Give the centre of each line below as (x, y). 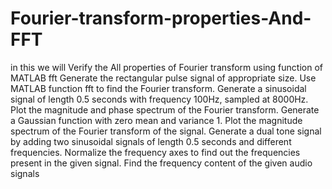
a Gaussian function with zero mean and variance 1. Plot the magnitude (156, 120)
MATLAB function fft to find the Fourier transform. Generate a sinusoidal (158, 88)
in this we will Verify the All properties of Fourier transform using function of (166, 67)
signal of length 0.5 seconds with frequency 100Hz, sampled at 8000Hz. (159, 99)
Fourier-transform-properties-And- (161, 18)
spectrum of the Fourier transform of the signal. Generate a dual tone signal (166, 131)
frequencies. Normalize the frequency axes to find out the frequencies (155, 152)
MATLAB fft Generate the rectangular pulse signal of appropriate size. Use (163, 78)
